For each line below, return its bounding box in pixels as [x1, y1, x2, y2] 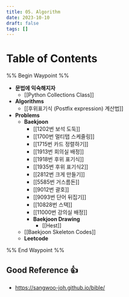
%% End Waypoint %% [6, 247, 64, 254]
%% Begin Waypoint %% [6, 72, 69, 79]
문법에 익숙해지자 [14, 84, 56, 92]
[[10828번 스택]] [33, 201, 72, 209]
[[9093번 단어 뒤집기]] [33, 193, 86, 201]
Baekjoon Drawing [33, 216, 80, 223]
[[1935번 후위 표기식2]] [33, 163, 89, 170]
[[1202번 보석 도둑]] [33, 125, 80, 133]
